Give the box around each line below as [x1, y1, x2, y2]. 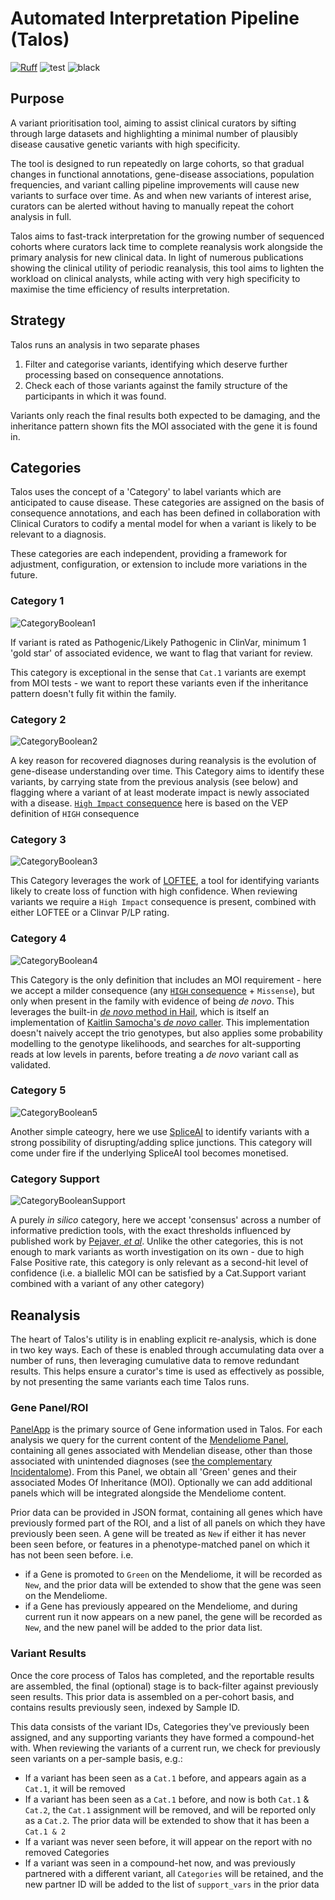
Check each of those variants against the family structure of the [24, 379, 288, 391]
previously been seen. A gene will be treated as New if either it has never [10, 1528, 307, 1540]
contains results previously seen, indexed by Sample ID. [10, 1701, 241, 1713]
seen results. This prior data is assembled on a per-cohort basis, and [10, 1690, 295, 1702]
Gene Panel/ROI [10, 1400, 89, 1414]
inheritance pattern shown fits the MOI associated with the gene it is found [10, 420, 318, 432]
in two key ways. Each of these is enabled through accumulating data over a [10, 1343, 325, 1356]
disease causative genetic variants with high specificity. [10, 138, 241, 150]
